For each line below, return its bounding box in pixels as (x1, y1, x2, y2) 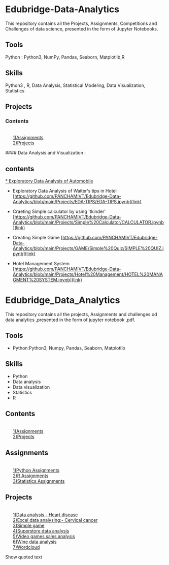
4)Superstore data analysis (12, 528, 70, 534)
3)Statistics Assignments (12, 478, 65, 484)
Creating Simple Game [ (12, 235, 63, 241)
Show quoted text (5, 554, 42, 560)
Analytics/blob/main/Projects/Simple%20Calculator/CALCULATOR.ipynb (12, 219, 164, 226)
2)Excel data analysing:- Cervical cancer (12, 517, 98, 523)
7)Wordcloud (12, 544, 40, 550)
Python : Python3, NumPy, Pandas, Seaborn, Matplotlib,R (5, 54, 125, 60)
